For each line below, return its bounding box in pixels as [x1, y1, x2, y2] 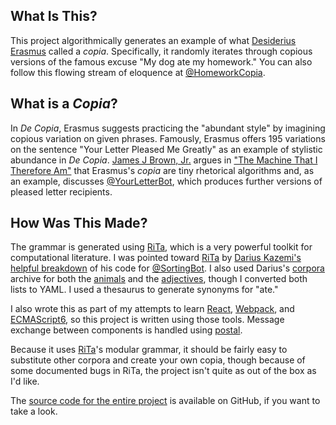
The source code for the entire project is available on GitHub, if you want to [10, 395, 321, 407]
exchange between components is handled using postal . [10, 324, 243, 336]
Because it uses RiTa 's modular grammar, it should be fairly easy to [10, 344, 288, 356]
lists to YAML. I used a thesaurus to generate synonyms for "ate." [10, 284, 279, 296]
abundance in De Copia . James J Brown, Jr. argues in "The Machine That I [10, 154, 318, 166]
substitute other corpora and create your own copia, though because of [10, 354, 306, 366]
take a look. [10, 405, 58, 418]
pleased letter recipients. [10, 185, 113, 198]
